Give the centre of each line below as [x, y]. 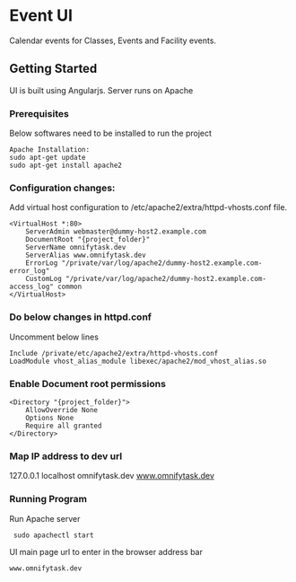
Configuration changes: [62, 188]
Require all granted [64, 426]
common [70, 287]
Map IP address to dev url [66, 456]
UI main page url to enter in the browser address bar [106, 551]
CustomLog [44, 279]
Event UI [41, 16]
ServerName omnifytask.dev [76, 248]
